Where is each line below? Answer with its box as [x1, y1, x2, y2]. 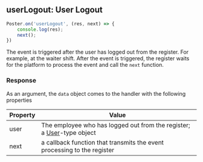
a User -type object [41, 128, 96, 137]
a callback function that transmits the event [41, 138, 164, 146]
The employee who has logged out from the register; [41, 120, 190, 129]
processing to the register [41, 146, 115, 154]
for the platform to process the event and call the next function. [6, 61, 164, 69]
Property [9, 111, 36, 119]
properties [6, 96, 32, 104]
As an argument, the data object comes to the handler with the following [6, 90, 186, 97]
